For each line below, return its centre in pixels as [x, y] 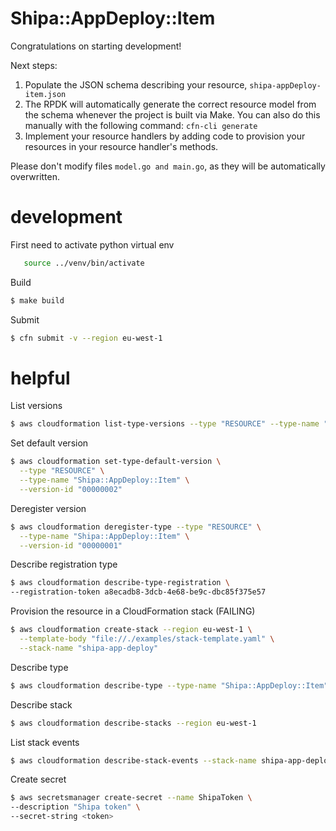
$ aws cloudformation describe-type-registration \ [120, 583]
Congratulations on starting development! [96, 46]
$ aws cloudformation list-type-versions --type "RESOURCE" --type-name [165, 424]
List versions [36, 406]
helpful [40, 378]
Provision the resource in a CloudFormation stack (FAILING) [133, 611]
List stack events [45, 742]
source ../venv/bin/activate [84, 263]
